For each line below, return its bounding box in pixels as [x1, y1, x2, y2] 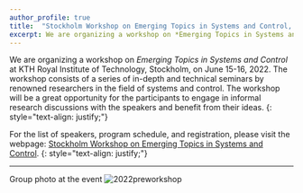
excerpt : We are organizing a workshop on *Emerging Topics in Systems [9, 30, 284, 39]
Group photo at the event [9, 174, 103, 185]
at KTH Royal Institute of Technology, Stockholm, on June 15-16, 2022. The [9, 64, 289, 75]
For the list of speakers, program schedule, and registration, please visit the [9, 129, 290, 140]
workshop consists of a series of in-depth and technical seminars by [9, 74, 264, 84]
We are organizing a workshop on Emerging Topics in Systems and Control [9, 55, 289, 66]
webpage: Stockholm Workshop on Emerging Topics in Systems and [9, 138, 263, 149]
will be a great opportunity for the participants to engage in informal [9, 92, 262, 103]
